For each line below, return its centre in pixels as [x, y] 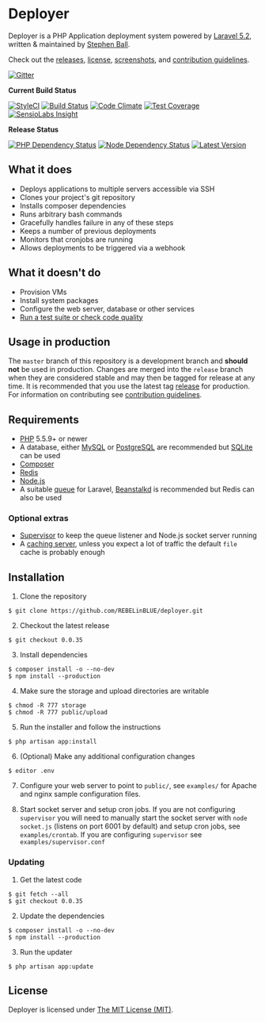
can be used [40, 456]
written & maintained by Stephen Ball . [69, 44]
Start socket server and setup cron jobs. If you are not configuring [127, 810]
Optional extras [38, 519]
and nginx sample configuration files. [80, 794]
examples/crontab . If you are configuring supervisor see [111, 835]
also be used [40, 498]
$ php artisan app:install [53, 742]
